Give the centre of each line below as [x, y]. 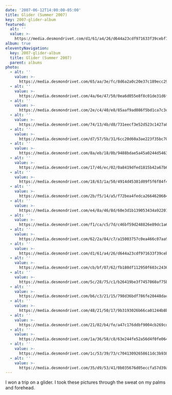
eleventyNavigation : [27, 48]
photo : [12, 67]
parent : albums [26, 63]
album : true [18, 44]
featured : [16, 24]
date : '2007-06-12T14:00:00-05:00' [43, 10]
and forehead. [20, 388]
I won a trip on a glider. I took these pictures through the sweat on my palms [85, 382]
